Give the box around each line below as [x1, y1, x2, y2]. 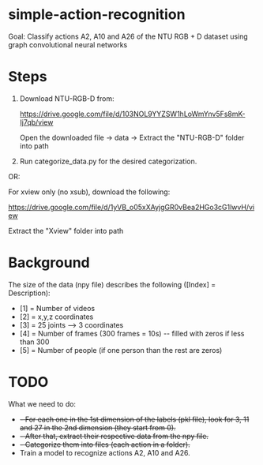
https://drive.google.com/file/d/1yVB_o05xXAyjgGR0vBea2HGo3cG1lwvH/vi [8, 202, 255, 212]
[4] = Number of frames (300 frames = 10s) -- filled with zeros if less [19, 328, 245, 338]
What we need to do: [8, 399, 77, 408]
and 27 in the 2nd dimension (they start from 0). [19, 422, 176, 432]
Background [8, 254, 90, 272]
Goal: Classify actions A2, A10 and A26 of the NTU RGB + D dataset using [8, 32, 249, 41]
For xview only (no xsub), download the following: [8, 187, 171, 197]
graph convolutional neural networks [8, 39, 128, 49]
